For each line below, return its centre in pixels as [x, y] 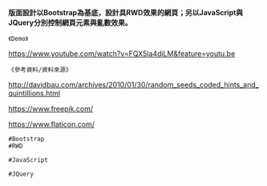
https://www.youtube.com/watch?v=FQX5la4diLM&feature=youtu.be [122, 54]
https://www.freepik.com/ [51, 109]
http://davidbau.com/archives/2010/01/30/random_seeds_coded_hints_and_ [133, 85]
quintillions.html [34, 93]
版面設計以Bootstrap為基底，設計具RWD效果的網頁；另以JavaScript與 [126, 12]
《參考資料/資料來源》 [40, 70]
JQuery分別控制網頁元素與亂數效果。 [70, 22]
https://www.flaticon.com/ [51, 124]
